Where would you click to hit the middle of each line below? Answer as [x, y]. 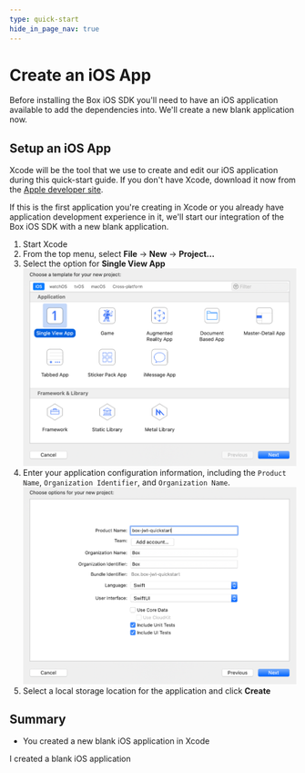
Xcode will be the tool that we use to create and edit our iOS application [144, 170]
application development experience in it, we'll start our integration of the [147, 217]
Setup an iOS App [61, 148]
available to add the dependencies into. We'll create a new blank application [152, 110]
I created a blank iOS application [70, 759]
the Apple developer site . [56, 190]
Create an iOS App [81, 75]
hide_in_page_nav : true [55, 29]
